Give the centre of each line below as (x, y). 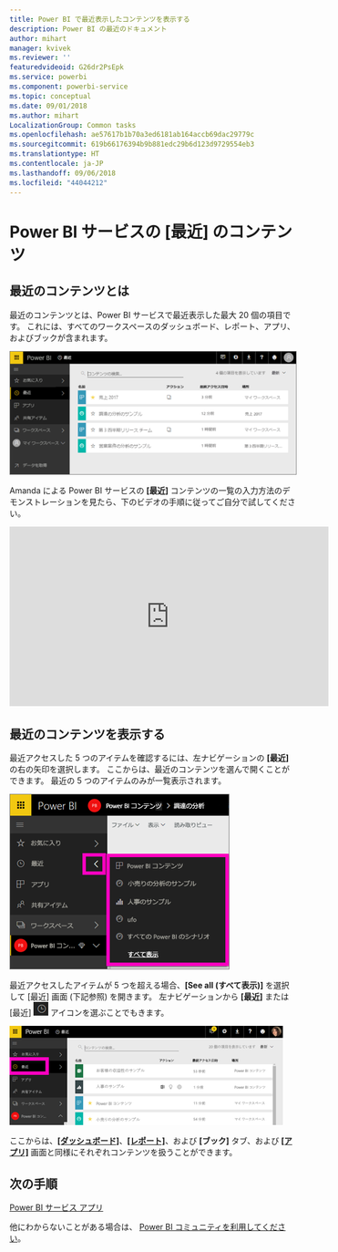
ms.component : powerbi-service (69, 87)
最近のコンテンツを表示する (87, 734)
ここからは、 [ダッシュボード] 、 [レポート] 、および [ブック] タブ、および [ (147, 1141)
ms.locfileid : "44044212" (58, 182)
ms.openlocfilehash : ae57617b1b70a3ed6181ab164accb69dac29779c (132, 135)
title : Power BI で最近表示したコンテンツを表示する (100, 19)
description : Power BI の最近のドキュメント (88, 29)
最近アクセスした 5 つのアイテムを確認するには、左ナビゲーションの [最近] (149, 758)
